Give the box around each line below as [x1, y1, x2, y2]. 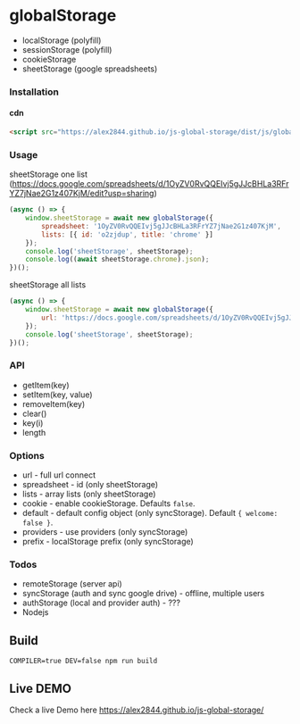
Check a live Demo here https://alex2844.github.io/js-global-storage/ [9, 704, 264, 715]
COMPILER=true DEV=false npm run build [9, 657, 158, 666]
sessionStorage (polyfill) [21, 44, 112, 54]
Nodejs [21, 607, 49, 618]
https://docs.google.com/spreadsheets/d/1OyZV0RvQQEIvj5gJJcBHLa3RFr [12, 179, 289, 189]
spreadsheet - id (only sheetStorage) [21, 479, 159, 490]
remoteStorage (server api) [21, 578, 122, 589]
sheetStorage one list [9, 169, 87, 179]
